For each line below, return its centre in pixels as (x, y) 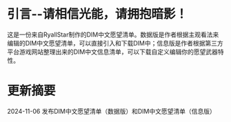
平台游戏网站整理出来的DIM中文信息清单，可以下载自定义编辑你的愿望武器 (113, 52)
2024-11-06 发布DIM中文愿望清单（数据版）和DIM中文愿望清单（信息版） (111, 111)
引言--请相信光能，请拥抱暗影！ (98, 14)
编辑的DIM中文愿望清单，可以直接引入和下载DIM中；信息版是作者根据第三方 (115, 43)
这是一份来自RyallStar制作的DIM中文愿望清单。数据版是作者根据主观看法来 (113, 34)
